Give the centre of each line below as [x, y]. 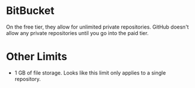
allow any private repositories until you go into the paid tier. [77, 33]
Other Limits [37, 57]
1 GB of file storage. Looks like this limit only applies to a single [90, 73]
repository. [28, 79]
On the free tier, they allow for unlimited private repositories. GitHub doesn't [97, 27]
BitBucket [30, 11]
